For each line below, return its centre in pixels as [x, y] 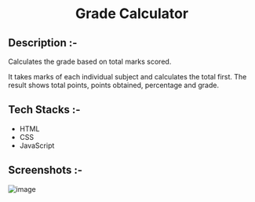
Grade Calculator [132, 14]
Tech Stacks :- [44, 110]
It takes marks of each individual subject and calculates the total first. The [127, 77]
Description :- [43, 43]
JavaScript [37, 145]
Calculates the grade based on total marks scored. [90, 61]
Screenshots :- [46, 170]
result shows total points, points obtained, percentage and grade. [114, 85]
